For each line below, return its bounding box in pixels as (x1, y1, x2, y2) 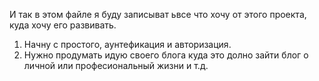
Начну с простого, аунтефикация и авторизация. (23, 39, 232, 50)
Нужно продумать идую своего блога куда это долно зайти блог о (23, 49, 309, 61)
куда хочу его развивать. (9, 19, 117, 31)
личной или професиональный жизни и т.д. (23, 60, 209, 71)
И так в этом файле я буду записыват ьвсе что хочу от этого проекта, (9, 9, 307, 20)
